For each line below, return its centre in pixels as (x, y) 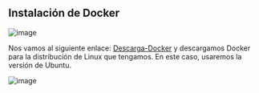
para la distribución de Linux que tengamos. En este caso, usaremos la (125, 56)
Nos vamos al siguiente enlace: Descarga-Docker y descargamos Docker (129, 48)
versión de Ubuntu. (40, 65)
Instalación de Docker (64, 13)
